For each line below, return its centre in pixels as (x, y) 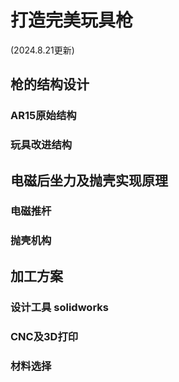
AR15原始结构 (43, 116)
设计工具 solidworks (59, 307)
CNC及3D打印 (44, 336)
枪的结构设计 (50, 84)
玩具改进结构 (41, 145)
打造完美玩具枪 (72, 20)
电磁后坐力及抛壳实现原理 (89, 180)
